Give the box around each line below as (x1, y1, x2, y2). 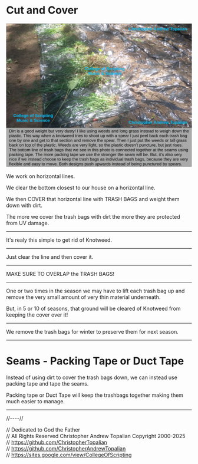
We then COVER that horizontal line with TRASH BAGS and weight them (6, 196, 180, 203)
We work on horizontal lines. (6, 173, 75, 180)
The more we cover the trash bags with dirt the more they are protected (6, 213, 181, 221)
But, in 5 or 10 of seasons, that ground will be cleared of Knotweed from (6, 305, 181, 312)
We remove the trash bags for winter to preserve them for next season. (6, 328, 179, 335)
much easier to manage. (6, 398, 65, 405)
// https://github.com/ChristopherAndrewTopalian (6, 445, 126, 452)
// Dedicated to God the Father (6, 426, 81, 433)
